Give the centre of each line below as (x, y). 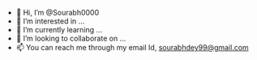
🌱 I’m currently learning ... (59, 30)
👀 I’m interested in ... (50, 21)
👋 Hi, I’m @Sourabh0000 (58, 13)
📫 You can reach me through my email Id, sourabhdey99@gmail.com (132, 47)
